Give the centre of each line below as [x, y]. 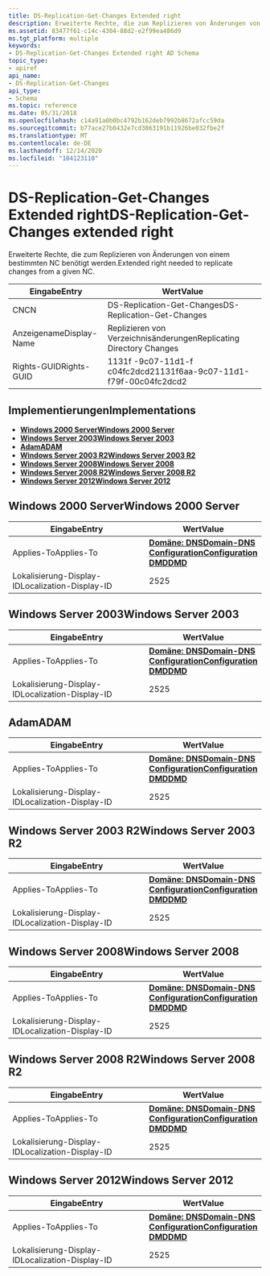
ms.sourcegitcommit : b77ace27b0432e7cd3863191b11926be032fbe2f [117, 128]
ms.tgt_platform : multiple [53, 38]
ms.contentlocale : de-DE [50, 143]
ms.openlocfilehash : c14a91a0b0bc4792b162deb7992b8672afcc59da [117, 121]
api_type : [25, 91]
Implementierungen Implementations [102, 410]
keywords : [25, 46]
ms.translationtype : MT [48, 135]
